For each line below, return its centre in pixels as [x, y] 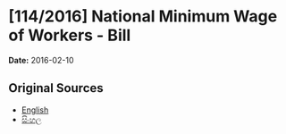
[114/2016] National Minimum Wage [143, 17]
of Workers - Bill [70, 35]
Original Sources [56, 88]
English [35, 110]
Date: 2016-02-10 [41, 60]
